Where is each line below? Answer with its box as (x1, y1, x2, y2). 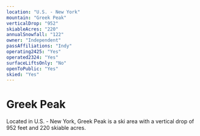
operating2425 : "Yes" (6, 49, 62, 55)
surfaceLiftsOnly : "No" (6, 60, 67, 66)
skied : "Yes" (6, 71, 40, 77)
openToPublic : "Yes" (6, 65, 59, 72)
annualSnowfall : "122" (6, 32, 64, 38)
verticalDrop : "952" (6, 20, 59, 26)
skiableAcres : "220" (6, 26, 59, 32)
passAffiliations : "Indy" (6, 43, 72, 49)
